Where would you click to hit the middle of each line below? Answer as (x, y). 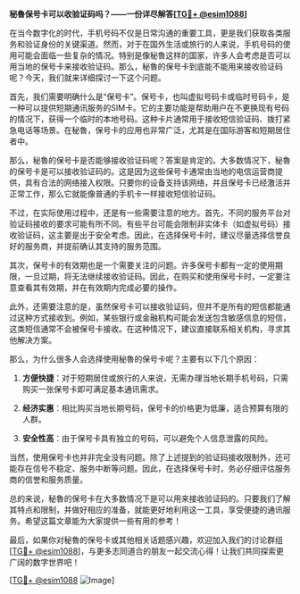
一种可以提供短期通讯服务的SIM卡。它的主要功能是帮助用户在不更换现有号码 (150, 108)
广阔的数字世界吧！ (45, 562)
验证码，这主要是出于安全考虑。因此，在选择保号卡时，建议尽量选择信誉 (150, 235)
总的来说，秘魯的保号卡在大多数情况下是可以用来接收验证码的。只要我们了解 (150, 498)
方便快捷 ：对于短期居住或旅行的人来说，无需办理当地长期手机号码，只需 (155, 378)
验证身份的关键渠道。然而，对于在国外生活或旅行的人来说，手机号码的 (154, 44)
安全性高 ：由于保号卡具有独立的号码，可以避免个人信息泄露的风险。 (147, 438)
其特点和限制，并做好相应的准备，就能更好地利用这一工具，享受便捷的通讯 (146, 510)
